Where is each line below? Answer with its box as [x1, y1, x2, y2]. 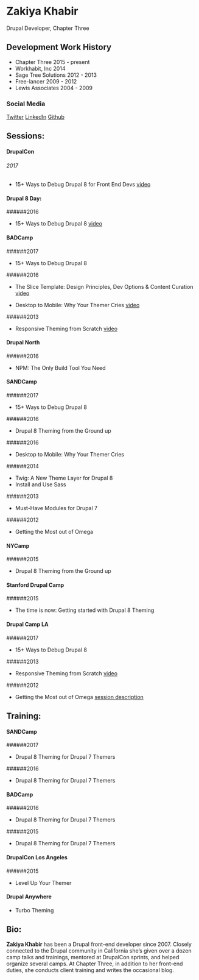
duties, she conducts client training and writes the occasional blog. [6, 966, 175, 973]
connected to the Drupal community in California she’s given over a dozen [6, 946, 192, 954]
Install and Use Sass [15, 481, 66, 488]
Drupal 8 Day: [6, 194, 42, 202]
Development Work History [6, 42, 111, 52]
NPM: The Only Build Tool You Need [15, 364, 106, 371]
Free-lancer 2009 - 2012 [15, 77, 77, 85]
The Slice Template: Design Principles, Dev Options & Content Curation [15, 283, 194, 290]
